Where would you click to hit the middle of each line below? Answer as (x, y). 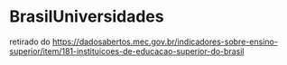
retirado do (30, 42)
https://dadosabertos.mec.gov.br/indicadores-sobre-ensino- (165, 42)
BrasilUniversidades (87, 17)
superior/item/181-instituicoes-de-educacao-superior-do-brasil (127, 51)
